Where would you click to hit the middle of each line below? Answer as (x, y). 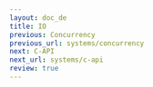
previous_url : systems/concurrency (77, 43)
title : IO (28, 26)
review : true (34, 69)
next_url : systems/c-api (56, 60)
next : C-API (32, 52)
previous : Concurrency (52, 34)
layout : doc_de (38, 18)
